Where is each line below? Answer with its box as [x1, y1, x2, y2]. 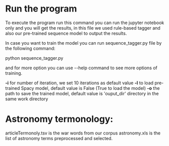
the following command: [5, 45, 55, 51]
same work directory [5, 96, 48, 102]
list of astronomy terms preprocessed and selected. [5, 135, 113, 141]
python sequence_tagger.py [5, 55, 64, 61]
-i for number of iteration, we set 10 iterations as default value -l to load [5, 80, 154, 86]
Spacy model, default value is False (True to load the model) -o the [21, 85, 160, 91]
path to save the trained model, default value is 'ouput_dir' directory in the [5, 90, 159, 96]
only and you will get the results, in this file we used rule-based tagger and [5, 25, 160, 31]
